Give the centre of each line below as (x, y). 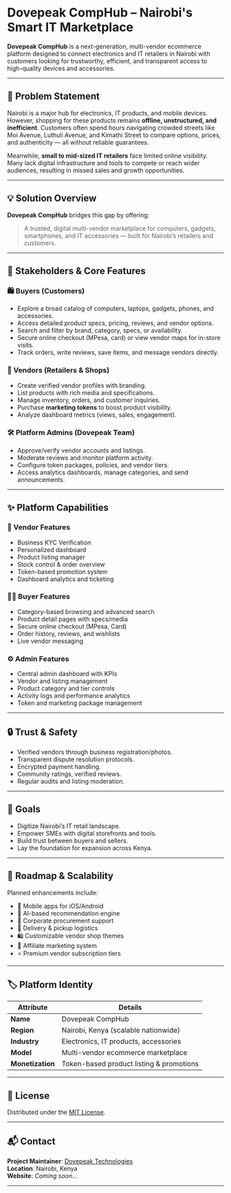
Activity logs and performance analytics (74, 696)
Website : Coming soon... (42, 1176)
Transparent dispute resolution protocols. (76, 759)
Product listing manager (51, 557)
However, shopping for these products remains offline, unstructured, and (112, 120)
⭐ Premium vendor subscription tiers (69, 953)
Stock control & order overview (61, 564)
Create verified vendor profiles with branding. (81, 385)
